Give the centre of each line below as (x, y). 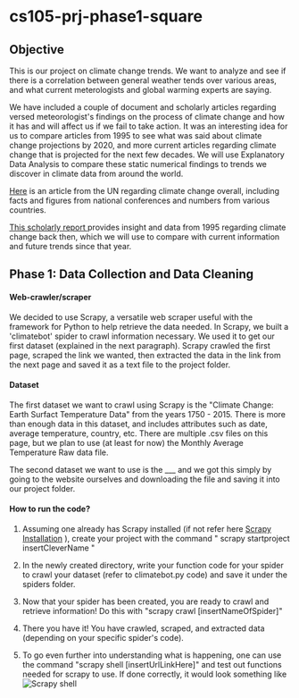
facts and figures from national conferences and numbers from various (140, 200)
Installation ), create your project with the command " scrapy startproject (156, 538)
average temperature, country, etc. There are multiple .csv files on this (139, 433)
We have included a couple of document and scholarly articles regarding (143, 107)
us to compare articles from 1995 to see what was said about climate (136, 135)
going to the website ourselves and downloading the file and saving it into (145, 479)
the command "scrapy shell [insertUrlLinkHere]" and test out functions (152, 664)
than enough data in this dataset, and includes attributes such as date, (138, 424)
